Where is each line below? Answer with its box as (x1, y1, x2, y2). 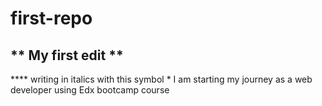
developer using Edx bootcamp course (10, 84, 170, 96)
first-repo (10, 7, 93, 30)
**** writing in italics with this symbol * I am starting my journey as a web (10, 73, 313, 85)
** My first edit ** (10, 47, 124, 64)
